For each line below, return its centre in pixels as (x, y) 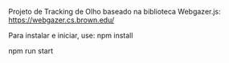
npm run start (31, 51)
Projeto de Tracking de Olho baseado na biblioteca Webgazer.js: (115, 12)
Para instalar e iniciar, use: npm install (71, 35)
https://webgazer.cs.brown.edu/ (61, 20)
